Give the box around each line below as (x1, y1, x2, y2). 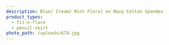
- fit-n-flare (11, 19, 46, 25)
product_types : (6, 14, 43, 20)
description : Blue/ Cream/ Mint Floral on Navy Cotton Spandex (6, 8, 164, 15)
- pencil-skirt (11, 25, 49, 31)
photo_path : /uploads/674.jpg (6, 30, 80, 36)
